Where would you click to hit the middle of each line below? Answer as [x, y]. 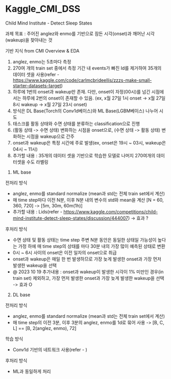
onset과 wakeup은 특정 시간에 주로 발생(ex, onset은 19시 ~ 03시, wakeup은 [89, 143]
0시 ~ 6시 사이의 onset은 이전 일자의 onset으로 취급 [65, 252]
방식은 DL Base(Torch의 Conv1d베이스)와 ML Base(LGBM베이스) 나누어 [85, 111]
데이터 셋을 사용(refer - [36, 74]
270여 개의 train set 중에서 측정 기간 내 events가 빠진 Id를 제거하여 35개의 [87, 68]
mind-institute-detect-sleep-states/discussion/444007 [70, 218]
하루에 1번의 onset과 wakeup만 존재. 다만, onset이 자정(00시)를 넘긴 [81, 91]
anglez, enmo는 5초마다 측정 [42, 61]
